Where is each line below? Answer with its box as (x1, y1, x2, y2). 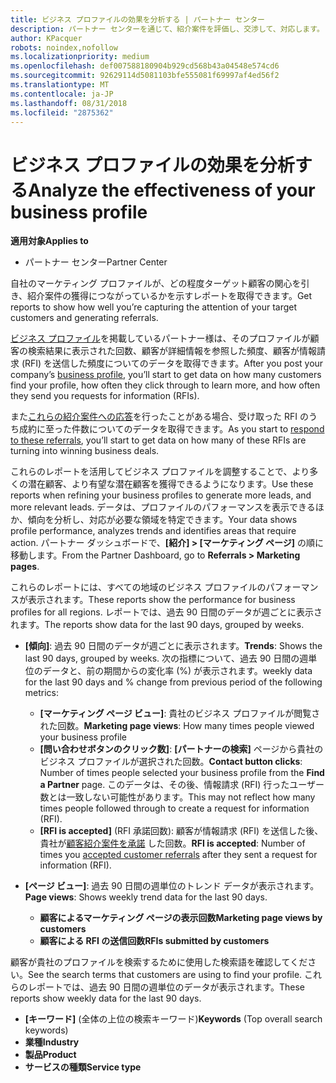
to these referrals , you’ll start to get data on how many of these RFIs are (10, 434, 307, 446)
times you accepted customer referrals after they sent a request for (39, 849, 318, 861)
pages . (10, 561, 40, 573)
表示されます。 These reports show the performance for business (27, 594, 296, 606)
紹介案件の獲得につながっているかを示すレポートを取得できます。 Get (27, 290, 313, 302)
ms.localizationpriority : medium (10, 52, 150, 62)
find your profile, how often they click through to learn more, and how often (10, 379, 321, 391)
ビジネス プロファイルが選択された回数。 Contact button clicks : (39, 756, 303, 768)
